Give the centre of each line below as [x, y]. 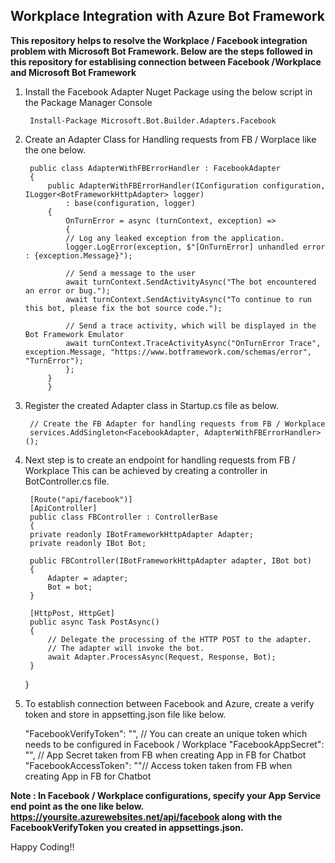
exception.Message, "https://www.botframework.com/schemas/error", [168, 352]
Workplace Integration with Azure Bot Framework [167, 16]
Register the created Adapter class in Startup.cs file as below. [152, 405]
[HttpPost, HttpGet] [72, 613]
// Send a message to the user [130, 273]
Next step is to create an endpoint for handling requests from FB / [160, 460]
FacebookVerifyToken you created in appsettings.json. [127, 827]
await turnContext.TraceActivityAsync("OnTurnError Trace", [193, 343]
